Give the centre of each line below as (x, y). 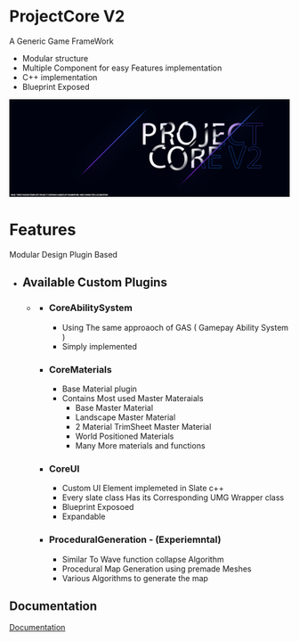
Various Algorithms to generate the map (135, 578)
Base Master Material (114, 408)
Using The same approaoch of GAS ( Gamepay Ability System (175, 327)
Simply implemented (100, 346)
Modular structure (55, 58)
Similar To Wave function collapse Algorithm (143, 559)
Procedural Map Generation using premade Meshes (157, 569)
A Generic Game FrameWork (61, 41)
